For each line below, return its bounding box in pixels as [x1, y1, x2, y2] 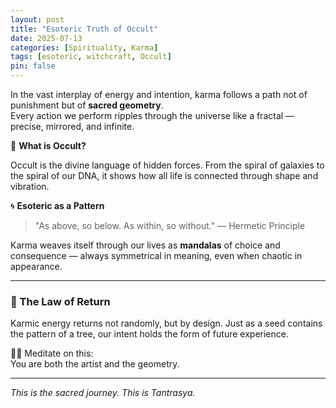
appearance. [10, 261, 63, 272]
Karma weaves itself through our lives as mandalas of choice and [10, 239, 281, 251]
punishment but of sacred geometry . [10, 99, 164, 111]
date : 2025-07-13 [10, 33, 83, 43]
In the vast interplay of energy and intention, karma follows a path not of [10, 89, 308, 100]
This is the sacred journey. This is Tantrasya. [10, 387, 196, 399]
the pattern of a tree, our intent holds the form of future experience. [10, 328, 289, 340]
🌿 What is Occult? [10, 140, 87, 151]
